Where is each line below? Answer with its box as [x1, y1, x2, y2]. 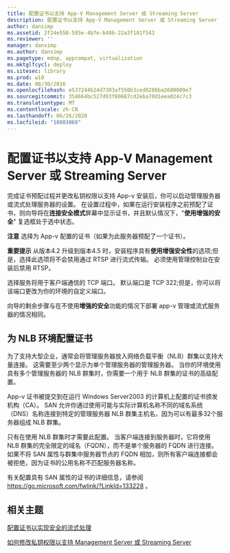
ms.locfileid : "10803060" [7, 118, 81, 126]
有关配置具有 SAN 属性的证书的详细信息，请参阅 [7, 473, 144, 481]
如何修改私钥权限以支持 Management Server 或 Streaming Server [7, 538, 192, 547]
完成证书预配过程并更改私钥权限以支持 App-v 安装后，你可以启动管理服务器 [7, 192, 221, 200]
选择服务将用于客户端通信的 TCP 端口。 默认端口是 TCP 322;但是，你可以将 [7, 279, 221, 287]
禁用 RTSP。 [19, 264, 55, 272]
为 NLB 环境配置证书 [7, 332, 93, 344]
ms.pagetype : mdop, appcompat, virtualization [7, 55, 143, 62]
